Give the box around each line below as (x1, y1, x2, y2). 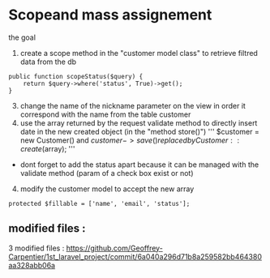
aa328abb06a (8, 260, 55, 270)
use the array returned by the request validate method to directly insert (19, 118, 258, 127)
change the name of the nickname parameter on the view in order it (19, 101, 246, 110)
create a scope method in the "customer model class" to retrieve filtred (19, 48, 258, 58)
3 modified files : (8, 243, 65, 253)
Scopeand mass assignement (8, 6, 212, 24)
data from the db (19, 57, 77, 66)
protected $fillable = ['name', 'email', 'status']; (8, 199, 191, 207)
